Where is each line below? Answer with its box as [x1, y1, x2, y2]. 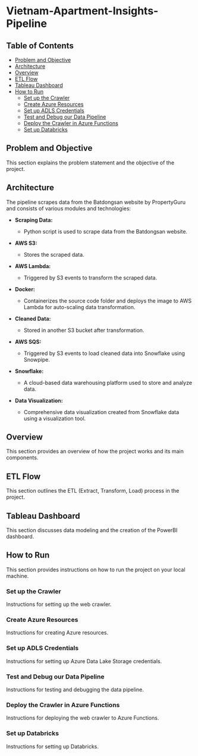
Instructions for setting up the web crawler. [6, 601, 112, 608]
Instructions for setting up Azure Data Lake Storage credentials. [6, 657, 162, 665]
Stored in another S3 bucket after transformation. [23, 326, 144, 334]
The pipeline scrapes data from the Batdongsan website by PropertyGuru [6, 198, 186, 206]
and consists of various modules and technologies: [6, 204, 131, 212]
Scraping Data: [14, 216, 53, 223]
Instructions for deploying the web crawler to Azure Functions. [6, 714, 159, 721]
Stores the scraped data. [23, 251, 84, 258]
